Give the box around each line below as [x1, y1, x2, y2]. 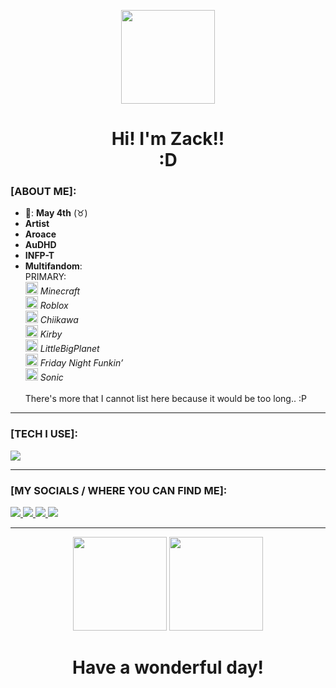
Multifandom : [24, 260, 83, 272]
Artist [24, 218, 50, 230]
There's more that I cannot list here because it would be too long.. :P [24, 393, 307, 405]
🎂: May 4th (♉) [24, 207, 88, 219]
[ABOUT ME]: [10, 185, 77, 199]
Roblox [39, 300, 69, 312]
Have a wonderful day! [71, 656, 265, 679]
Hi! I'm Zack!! [111, 128, 225, 150]
